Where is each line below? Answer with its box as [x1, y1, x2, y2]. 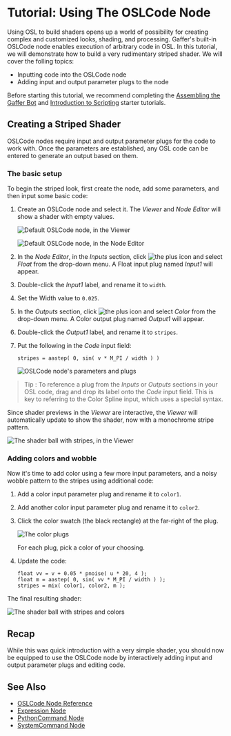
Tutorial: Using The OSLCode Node [7, 5, 211, 21]
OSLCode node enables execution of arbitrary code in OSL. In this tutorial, [7, 42, 218, 50]
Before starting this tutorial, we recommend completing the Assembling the [7, 91, 221, 99]
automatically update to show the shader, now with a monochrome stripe [7, 416, 214, 424]
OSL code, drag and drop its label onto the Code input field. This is [23, 388, 214, 396]
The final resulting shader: [7, 594, 82, 603]
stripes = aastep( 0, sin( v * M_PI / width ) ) [17, 355, 160, 362]
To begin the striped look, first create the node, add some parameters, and [7, 184, 219, 193]
